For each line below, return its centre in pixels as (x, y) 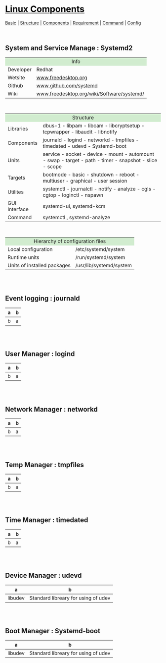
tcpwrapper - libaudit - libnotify (80, 131)
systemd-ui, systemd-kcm (74, 206)
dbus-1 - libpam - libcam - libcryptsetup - (94, 125)
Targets (17, 178)
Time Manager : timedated (47, 520)
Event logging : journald (42, 299)
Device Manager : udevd (43, 575)
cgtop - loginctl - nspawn (73, 195)
